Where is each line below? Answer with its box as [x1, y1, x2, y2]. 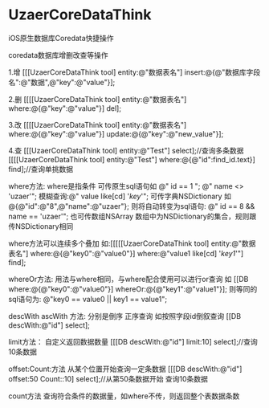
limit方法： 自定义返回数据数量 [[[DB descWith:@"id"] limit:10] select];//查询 [8, 337, 259, 346]
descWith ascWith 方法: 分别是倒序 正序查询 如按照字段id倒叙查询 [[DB [8, 311, 242, 320]
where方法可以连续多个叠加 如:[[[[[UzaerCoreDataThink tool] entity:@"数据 [8, 239, 256, 248]
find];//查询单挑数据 [8, 164, 74, 173]
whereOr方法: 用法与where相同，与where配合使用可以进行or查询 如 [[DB [8, 274, 249, 284]
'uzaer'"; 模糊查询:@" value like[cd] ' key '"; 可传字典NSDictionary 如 [8, 191, 231, 201]
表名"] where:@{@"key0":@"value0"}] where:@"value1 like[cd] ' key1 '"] [8, 248, 244, 258]
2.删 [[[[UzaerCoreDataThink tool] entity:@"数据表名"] [8, 94, 187, 104]
